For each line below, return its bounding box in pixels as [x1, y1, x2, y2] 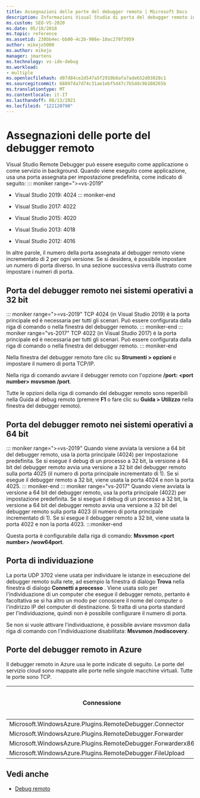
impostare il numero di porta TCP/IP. [6, 360, 95, 367]
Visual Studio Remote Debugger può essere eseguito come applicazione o [6, 161, 189, 168]
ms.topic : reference [6, 31, 58, 37]
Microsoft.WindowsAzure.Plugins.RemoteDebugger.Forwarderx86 [9, 739, 195, 747]
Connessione [82, 698, 121, 707]
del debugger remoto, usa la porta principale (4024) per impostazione [6, 451, 179, 458]
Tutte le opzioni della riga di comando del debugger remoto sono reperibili [6, 390, 188, 397]
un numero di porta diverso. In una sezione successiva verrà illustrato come [6, 262, 192, 269]
